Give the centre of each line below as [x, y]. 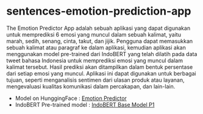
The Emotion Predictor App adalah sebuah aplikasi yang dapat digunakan [98, 28]
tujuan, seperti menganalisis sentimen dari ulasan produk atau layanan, [95, 80]
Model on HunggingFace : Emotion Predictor [71, 98]
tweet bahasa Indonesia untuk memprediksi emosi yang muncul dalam [94, 60]
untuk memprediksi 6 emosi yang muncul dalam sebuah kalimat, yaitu [94, 34]
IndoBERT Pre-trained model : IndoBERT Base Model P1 [85, 104]
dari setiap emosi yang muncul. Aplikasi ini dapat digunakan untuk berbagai [101, 73]
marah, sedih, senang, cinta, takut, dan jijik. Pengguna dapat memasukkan [100, 41]
